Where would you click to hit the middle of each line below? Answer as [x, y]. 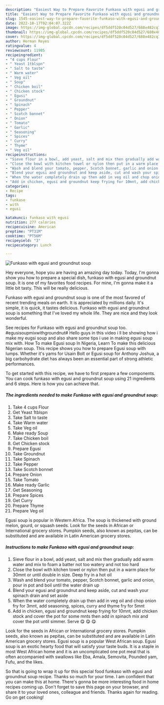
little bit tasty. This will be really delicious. [47, 288]
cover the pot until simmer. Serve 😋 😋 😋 [54, 622]
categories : [18, 186]
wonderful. [16, 318]
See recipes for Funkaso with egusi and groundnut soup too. [66, 328]
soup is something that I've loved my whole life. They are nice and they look [82, 313]
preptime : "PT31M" [24, 231]
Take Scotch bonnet [33, 470]
